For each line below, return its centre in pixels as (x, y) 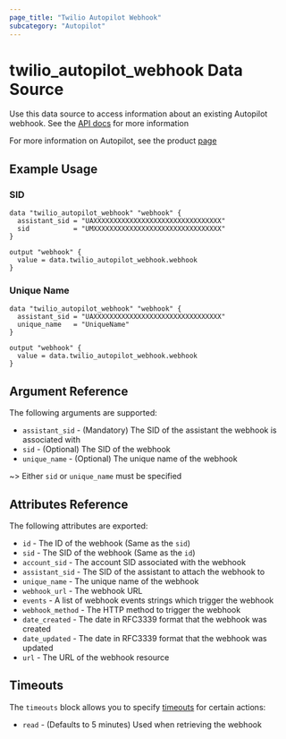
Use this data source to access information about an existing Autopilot (139, 114)
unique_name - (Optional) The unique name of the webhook (130, 459)
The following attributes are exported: (79, 526)
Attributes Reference (69, 504)
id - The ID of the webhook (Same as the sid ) (106, 544)
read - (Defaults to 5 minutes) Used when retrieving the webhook (142, 724)
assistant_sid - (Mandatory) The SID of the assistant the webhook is (149, 430)
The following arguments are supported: (84, 413)
